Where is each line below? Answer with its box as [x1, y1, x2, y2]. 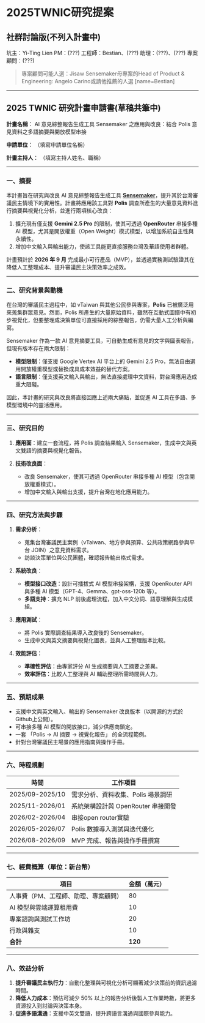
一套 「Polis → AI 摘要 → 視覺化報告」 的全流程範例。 [15, 731, 149, 738]
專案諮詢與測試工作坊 [9, 915, 71, 923]
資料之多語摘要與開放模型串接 [11, 128, 87, 135]
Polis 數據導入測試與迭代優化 [71, 825, 154, 833]
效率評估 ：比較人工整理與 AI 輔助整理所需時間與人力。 [24, 670, 161, 677]
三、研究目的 [6, 424, 45, 432]
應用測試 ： [15, 616, 43, 623]
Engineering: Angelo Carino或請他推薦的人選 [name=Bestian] [21, 78, 175, 84]
